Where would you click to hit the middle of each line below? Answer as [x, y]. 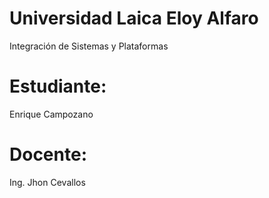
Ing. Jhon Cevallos [47, 182]
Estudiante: [58, 86]
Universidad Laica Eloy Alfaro [134, 18]
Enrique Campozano [51, 114]
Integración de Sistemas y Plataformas [89, 46]
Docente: [48, 154]
